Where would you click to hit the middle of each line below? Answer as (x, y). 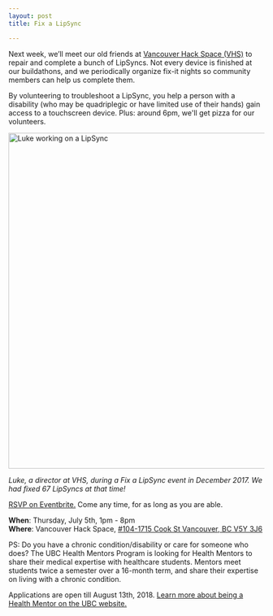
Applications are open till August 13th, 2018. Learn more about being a (126, 595)
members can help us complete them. (72, 80)
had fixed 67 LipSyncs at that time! (67, 488)
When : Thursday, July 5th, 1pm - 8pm (72, 520)
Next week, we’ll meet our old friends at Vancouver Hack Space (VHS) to (130, 54)
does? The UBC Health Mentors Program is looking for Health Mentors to (130, 553)
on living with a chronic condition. (65, 579)
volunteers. (27, 121)
